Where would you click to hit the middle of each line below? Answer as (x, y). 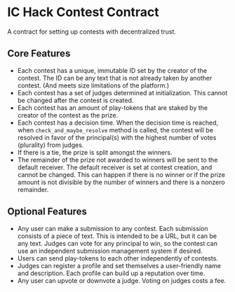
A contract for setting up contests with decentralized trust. (92, 32)
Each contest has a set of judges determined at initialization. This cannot (122, 92)
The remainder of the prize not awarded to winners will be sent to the (117, 160)
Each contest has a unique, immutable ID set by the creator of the (112, 70)
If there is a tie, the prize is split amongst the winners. (95, 152)
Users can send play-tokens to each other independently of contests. (118, 258)
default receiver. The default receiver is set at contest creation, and (115, 167)
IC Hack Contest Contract (83, 12)
